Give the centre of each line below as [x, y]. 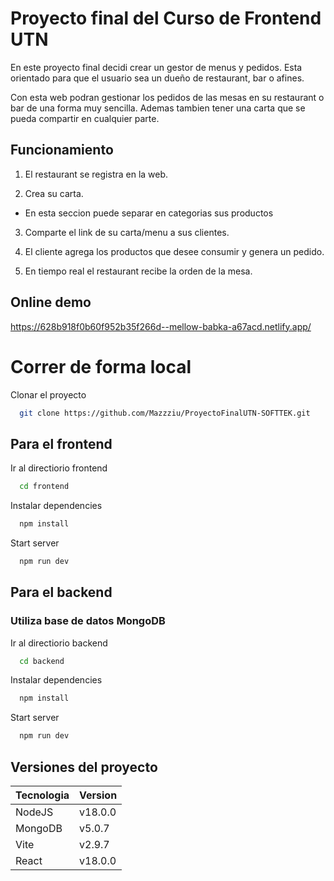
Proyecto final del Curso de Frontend [166, 18]
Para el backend [61, 592]
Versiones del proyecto [84, 767]
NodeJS [34, 812]
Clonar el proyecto [48, 394]
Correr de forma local [101, 366]
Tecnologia [42, 795]
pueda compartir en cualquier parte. [85, 118]
